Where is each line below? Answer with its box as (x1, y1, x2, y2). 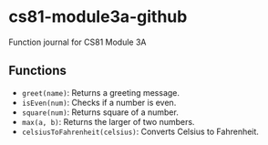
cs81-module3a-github (8, 6, 188, 27)
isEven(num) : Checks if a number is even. (21, 97, 177, 108)
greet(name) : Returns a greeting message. (21, 87, 180, 98)
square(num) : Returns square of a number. (21, 107, 179, 118)
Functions (8, 63, 67, 78)
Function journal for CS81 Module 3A (8, 36, 147, 47)
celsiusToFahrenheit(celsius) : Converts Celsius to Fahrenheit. (21, 126, 259, 137)
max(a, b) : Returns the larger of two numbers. (21, 116, 195, 127)
